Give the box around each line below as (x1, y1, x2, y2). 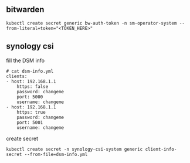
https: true (16, 109, 46, 115)
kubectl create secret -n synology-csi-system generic (6, 146, 143, 152)
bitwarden (6, 5, 45, 15)
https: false (16, 83, 49, 90)
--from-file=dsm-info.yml (24, 151, 88, 157)
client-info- (145, 146, 177, 152)
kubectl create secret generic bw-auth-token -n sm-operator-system (6, 20, 177, 26)
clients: (6, 73, 28, 79)
